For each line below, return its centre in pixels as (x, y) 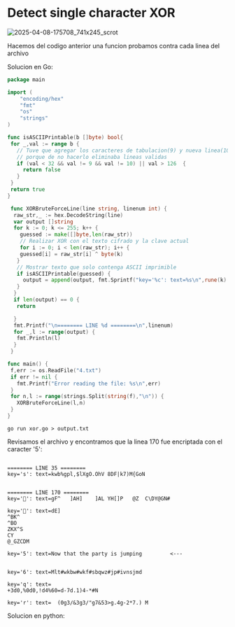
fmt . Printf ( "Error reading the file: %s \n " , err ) (88, 383)
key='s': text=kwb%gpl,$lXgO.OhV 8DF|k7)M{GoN (76, 474)
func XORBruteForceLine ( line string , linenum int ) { (89, 209)
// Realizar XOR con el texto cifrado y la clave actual (105, 241)
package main (26, 79)
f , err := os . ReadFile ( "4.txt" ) (56, 370)
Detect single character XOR (91, 13)
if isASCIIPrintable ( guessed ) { (64, 274)
